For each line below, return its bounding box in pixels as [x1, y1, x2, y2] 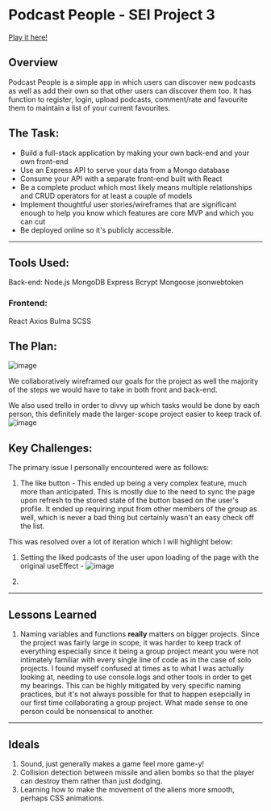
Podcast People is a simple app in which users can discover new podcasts [8, 77, 256, 86]
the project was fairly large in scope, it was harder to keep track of [19, 638, 242, 648]
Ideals [8, 737, 40, 751]
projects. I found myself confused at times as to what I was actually [19, 664, 244, 674]
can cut [19, 216, 46, 226]
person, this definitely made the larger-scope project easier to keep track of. [8, 410, 262, 419]
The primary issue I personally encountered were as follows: [8, 463, 210, 473]
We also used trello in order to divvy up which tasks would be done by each [8, 401, 261, 410]
